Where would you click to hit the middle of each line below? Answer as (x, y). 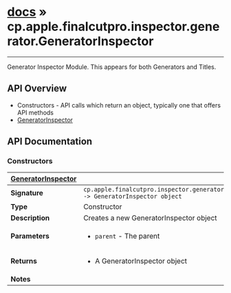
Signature (27, 193)
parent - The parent (128, 236)
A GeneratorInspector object (141, 261)
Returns (24, 261)
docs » (27, 12)
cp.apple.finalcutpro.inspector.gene (113, 27)
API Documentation (50, 142)
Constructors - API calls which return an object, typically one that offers (119, 105)
